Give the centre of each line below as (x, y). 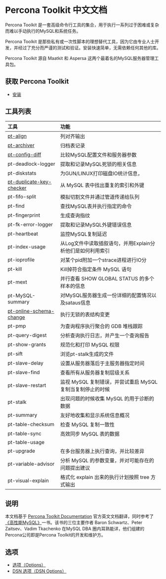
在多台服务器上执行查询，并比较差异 (102, 451)
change (17, 317)
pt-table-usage (26, 442)
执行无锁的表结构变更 (85, 314)
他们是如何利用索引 (87, 250)
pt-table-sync (25, 434)
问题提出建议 (75, 468)
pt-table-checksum (31, 424)
